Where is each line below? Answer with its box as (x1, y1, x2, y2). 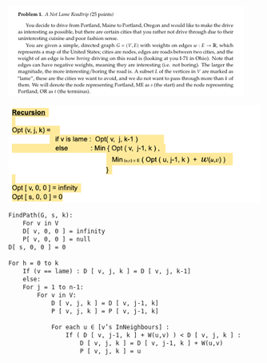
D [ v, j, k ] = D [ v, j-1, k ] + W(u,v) (79, 339, 224, 347)
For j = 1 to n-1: (22, 283, 84, 291)
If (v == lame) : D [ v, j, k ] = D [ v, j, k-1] (22, 267, 192, 275)
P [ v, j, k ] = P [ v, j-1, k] (50, 307, 159, 315)
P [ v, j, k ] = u (79, 347, 141, 355)
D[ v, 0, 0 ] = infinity (22, 227, 106, 235)
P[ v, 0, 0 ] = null (22, 235, 91, 243)
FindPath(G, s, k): (8, 211, 74, 219)
